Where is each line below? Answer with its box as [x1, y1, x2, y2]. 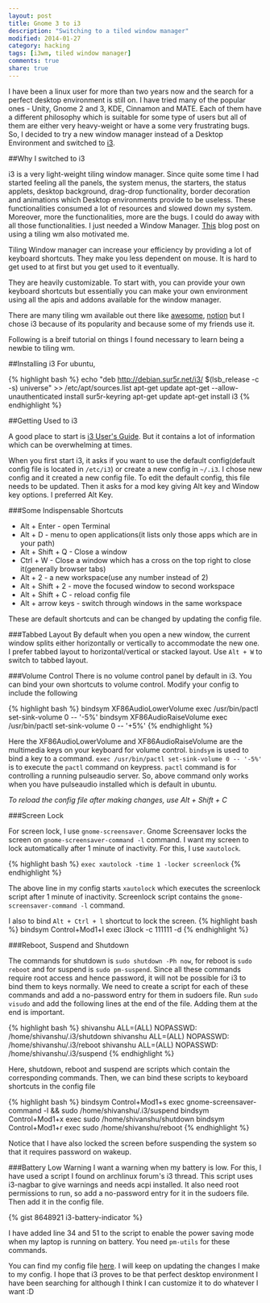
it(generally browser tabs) [19, 564, 106, 574]
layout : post [8, 11, 52, 20]
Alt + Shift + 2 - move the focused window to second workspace [19, 581, 235, 591]
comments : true [8, 57, 60, 65]
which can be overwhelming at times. [8, 440, 133, 449]
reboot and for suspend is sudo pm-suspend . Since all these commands [8, 964, 242, 974]
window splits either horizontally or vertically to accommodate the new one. [8, 638, 260, 648]
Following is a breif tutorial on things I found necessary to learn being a [8, 334, 244, 344]
